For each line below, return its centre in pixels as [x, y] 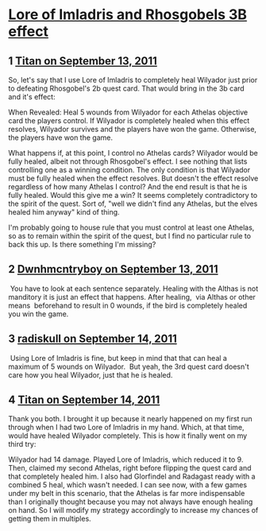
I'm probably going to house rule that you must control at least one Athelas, [131, 227]
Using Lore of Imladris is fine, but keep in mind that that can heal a [119, 358]
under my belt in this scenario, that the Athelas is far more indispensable [127, 494]
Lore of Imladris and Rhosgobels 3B [128, 15]
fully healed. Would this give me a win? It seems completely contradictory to [133, 195]
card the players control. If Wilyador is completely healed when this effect [129, 120]
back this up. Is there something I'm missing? [82, 244]
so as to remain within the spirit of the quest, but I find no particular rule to [130, 236]
